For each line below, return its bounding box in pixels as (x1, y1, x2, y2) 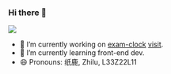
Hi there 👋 (8, 7, 47, 18)
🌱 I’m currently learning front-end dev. (19, 48, 145, 57)
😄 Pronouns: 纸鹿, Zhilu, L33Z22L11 (19, 57, 137, 67)
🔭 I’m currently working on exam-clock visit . (19, 39, 164, 50)
